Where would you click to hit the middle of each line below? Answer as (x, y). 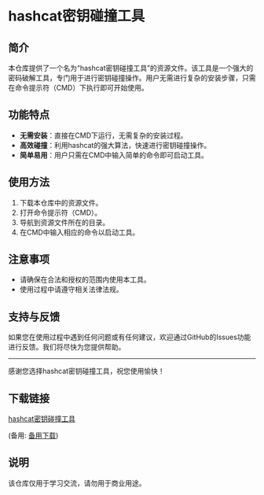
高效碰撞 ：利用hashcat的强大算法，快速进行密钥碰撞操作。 (115, 145)
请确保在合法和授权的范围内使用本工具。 (85, 279)
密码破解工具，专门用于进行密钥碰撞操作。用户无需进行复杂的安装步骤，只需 (132, 78)
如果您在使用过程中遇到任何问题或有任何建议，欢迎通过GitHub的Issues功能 (130, 337)
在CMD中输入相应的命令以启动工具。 (79, 232)
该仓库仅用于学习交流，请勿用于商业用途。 (77, 483)
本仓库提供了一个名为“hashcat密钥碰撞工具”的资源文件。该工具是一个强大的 (131, 68)
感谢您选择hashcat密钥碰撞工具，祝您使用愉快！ (86, 371)
